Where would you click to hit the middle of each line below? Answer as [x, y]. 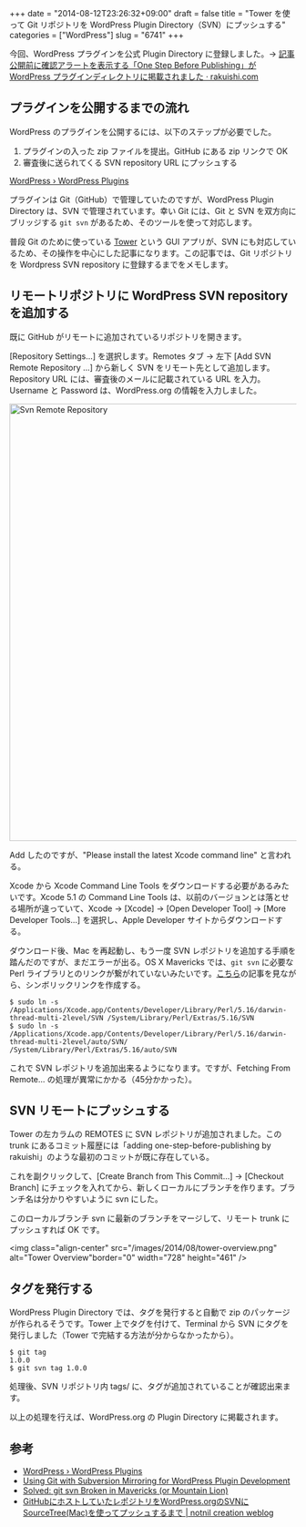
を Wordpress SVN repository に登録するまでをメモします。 [122, 264]
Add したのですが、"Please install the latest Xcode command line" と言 [143, 855]
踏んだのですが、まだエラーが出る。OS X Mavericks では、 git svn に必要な [152, 962]
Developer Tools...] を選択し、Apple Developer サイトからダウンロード [142, 919]
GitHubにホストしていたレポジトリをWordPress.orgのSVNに [136, 1501]
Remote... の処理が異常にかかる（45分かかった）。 [103, 1079]
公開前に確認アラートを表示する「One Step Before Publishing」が [133, 65]
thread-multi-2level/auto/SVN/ [69, 1041]
